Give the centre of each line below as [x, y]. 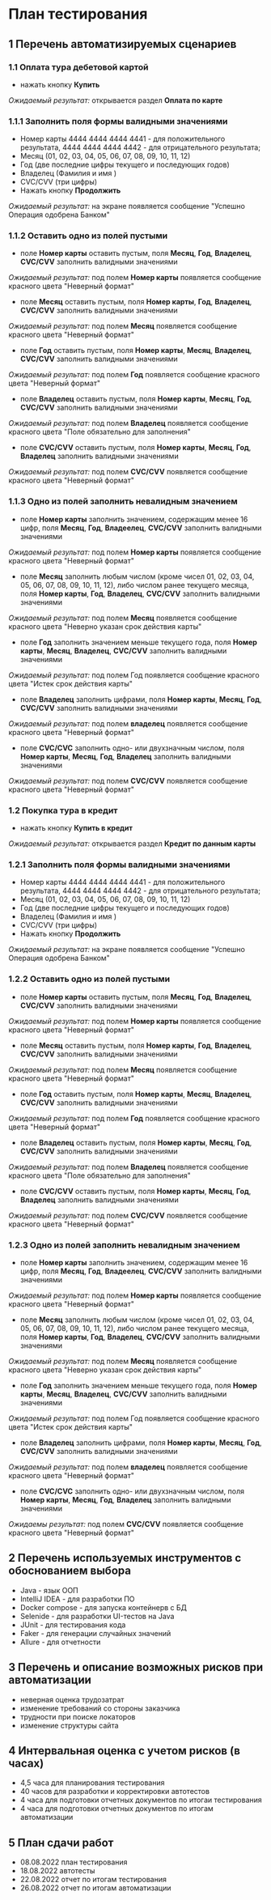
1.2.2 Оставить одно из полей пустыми [89, 979]
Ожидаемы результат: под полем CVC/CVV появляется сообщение [126, 1524]
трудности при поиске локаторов [78, 1716]
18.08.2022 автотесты [57, 1871]
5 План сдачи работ [61, 1843]
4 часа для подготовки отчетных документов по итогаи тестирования [141, 1800]
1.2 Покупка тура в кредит [63, 810]
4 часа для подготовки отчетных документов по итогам [117, 1809]
